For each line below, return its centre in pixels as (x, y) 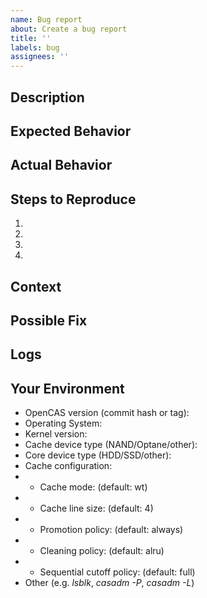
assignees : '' (40, 57)
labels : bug (35, 47)
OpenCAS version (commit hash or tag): (107, 413)
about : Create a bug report (69, 29)
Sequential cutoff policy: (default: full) (117, 572)
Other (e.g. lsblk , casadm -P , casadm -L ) (109, 583)
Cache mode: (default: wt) (93, 487)
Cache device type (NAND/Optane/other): (111, 445)
